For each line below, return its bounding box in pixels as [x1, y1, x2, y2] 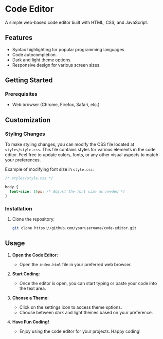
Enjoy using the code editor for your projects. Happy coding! [19, 328, 141, 334]
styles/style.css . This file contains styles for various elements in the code [5, 147, 156, 153]
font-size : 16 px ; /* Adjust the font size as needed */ [9, 189, 125, 194]
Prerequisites [5, 91, 37, 98]
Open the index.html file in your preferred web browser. [19, 261, 132, 267]
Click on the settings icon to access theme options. [19, 304, 122, 310]
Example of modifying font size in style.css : [5, 166, 94, 172]
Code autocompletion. [12, 52, 57, 57]
